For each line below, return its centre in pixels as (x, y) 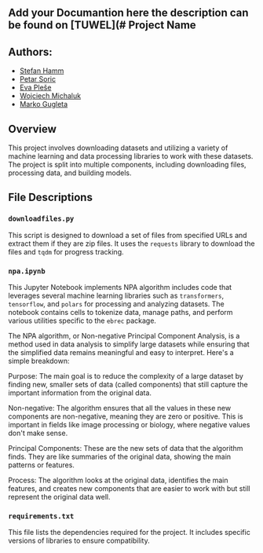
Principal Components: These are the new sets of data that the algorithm (126, 448)
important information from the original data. (80, 393)
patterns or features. (41, 465)
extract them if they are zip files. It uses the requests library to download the (131, 244)
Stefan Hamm (42, 71)
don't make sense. (38, 433)
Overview (33, 129)
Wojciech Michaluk (50, 96)
